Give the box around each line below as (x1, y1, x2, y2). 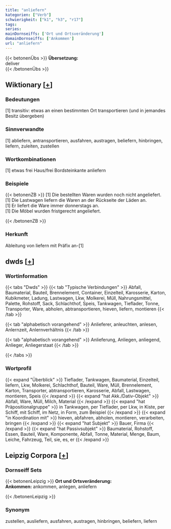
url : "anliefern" (5, 41, 42, 46)
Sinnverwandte (5, 126, 44, 133)
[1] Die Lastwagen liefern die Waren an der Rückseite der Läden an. (5, 197, 147, 203)
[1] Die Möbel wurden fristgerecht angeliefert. (5, 208, 101, 214)
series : (5, 27, 22, 32)
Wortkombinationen (5, 156, 56, 163)
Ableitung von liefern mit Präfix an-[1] (5, 242, 84, 248)
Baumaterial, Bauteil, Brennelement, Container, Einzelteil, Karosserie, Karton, (5, 290, 166, 296)
